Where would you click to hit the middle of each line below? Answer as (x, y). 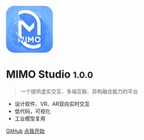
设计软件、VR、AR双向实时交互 (52, 104)
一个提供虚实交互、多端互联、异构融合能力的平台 (79, 91)
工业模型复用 (30, 118)
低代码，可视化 (32, 111)
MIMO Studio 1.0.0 (50, 75)
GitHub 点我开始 (25, 131)
